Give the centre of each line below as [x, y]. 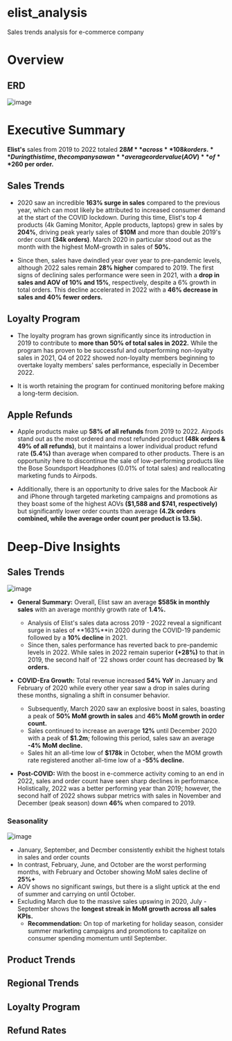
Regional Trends [43, 983]
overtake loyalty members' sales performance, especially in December [118, 365]
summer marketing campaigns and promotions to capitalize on [117, 931]
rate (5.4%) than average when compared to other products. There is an [121, 454]
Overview [36, 60]
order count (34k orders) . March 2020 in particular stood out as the [114, 239]
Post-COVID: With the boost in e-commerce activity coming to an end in [121, 773]
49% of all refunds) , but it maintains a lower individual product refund [117, 446]
